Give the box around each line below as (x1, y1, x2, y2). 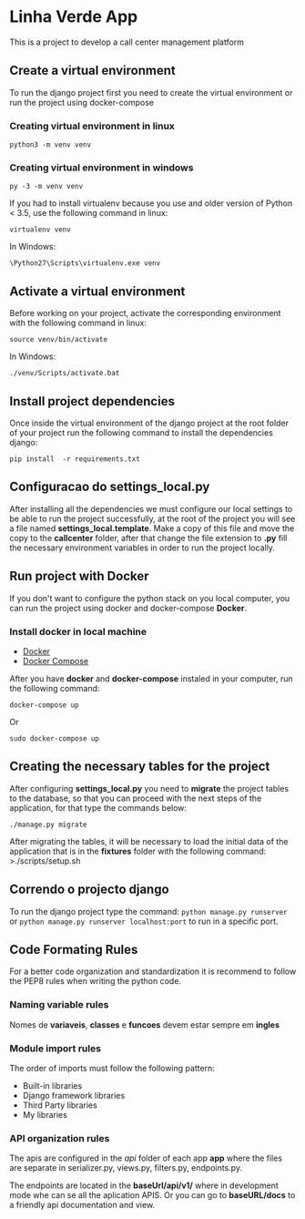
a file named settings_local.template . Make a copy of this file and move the (9, 522, 295, 534)
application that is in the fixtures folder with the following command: (9, 845, 267, 856)
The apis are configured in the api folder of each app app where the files (9, 1152, 283, 1163)
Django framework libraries (22, 1090, 126, 1101)
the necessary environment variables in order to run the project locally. (9, 542, 276, 553)
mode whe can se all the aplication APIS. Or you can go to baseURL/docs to (9, 1190, 296, 1201)
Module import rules (9, 1041, 102, 1054)
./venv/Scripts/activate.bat (9, 369, 120, 378)
